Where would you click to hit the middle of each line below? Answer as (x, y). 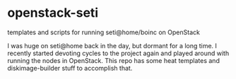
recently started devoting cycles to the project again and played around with (118, 53)
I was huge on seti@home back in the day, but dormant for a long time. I (112, 45)
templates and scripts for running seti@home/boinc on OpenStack (104, 32)
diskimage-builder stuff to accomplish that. (70, 68)
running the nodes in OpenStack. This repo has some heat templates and (114, 60)
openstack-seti (53, 13)
